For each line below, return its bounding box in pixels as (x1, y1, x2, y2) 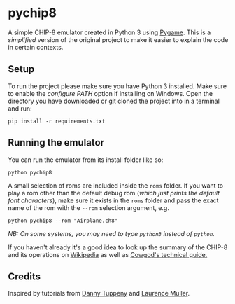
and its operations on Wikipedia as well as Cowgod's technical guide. (8, 250, 208, 258)
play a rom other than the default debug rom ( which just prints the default (8, 188, 220, 197)
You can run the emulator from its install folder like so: (8, 156, 164, 164)
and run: (8, 104, 32, 113)
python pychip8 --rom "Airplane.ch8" (8, 217, 118, 224)
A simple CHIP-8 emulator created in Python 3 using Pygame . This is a (8, 28, 211, 36)
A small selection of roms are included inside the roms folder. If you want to (8, 181, 223, 190)
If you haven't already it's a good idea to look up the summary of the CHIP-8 (8, 243, 228, 251)
